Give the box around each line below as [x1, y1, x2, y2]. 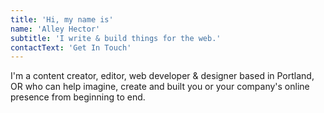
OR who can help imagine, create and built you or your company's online [10, 81, 310, 93]
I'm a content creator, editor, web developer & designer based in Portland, [10, 70, 315, 82]
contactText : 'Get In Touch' [10, 42, 132, 53]
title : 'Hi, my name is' [10, 14, 114, 25]
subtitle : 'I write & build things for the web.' [10, 33, 222, 43]
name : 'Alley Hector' [10, 24, 101, 34]
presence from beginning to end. [10, 91, 146, 103]
